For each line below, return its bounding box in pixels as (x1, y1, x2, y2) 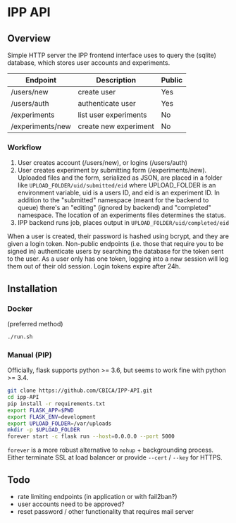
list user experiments (77, 110, 147, 120)
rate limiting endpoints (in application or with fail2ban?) (17, 492, 178, 500)
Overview (7, 32, 51, 44)
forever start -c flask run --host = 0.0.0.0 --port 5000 (7, 433, 175, 441)
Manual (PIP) (7, 350, 53, 359)
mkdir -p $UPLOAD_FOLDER (7, 426, 80, 433)
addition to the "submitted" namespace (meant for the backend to (17, 196, 209, 204)
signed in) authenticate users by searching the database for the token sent (7, 247, 224, 256)
